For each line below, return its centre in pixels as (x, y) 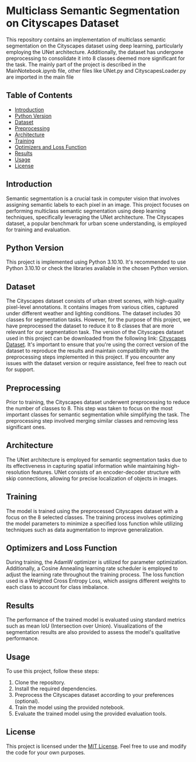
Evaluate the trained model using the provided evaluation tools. (90, 714)
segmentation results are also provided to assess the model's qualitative (93, 632)
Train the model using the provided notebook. (69, 707)
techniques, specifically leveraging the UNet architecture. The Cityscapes (95, 217)
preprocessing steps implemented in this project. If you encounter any (91, 357)
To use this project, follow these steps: (53, 671)
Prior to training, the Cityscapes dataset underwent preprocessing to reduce (98, 402)
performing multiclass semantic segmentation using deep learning (86, 211)
